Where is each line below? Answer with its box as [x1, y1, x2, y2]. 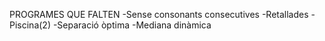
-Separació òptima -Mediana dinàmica [52, 19, 212, 31]
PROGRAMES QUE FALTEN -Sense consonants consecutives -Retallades [9, 9, 309, 20]
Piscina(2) [9, 19, 51, 31]
